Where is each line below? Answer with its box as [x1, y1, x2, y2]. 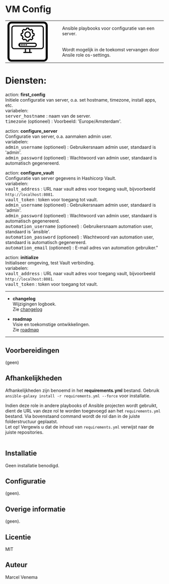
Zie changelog [12, 306, 43, 312]
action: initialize [5, 255, 39, 261]
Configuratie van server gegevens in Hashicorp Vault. [5, 175, 117, 182]
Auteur [5, 561, 28, 569]
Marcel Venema [5, 574, 38, 580]
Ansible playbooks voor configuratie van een [62, 25, 155, 31]
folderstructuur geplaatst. [5, 419, 58, 425]
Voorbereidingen [5, 346, 59, 355]
